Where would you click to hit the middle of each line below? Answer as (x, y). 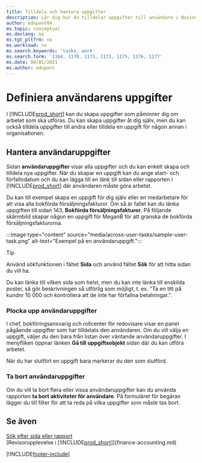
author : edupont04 (29, 23)
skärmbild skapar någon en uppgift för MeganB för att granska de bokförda (99, 216)
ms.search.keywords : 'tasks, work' (51, 51)
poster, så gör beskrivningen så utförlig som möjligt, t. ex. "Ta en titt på (94, 289)
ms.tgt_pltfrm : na (29, 40)
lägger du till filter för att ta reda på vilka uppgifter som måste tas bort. (93, 402)
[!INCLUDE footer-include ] (38, 454)
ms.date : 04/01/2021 (32, 62)
